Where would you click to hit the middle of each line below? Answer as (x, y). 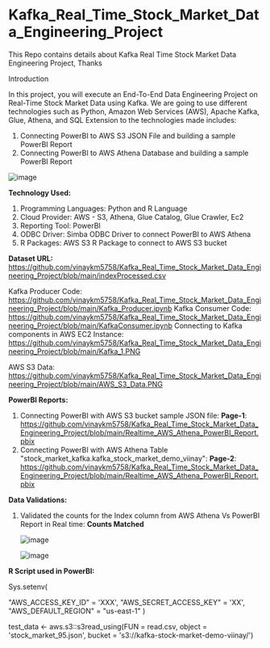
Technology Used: (39, 192)
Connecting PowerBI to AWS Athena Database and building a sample (134, 153)
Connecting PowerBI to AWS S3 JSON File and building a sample (128, 136)
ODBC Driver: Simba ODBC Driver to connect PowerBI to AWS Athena (135, 234)
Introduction (29, 78)
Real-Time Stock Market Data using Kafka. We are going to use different (128, 103)
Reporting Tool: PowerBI (60, 225)
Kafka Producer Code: (45, 291)
